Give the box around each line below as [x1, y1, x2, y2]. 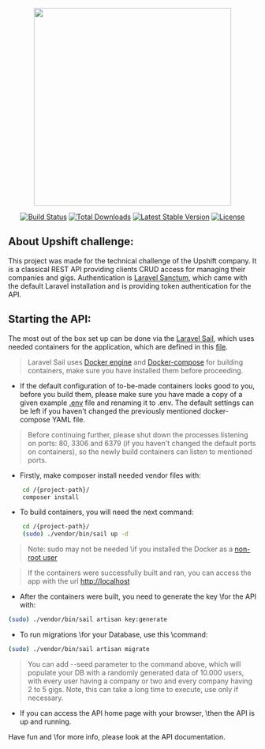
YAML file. [51, 414, 85, 424]
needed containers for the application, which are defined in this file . [8, 342, 229, 351]
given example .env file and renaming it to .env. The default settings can [19, 398, 255, 407]
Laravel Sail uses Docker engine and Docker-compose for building [27, 357, 244, 367]
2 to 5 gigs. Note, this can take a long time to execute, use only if [27, 684, 239, 694]
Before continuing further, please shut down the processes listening [27, 429, 248, 439]
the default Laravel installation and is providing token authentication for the [8, 281, 252, 290]
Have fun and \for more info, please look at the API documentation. [8, 732, 226, 741]
